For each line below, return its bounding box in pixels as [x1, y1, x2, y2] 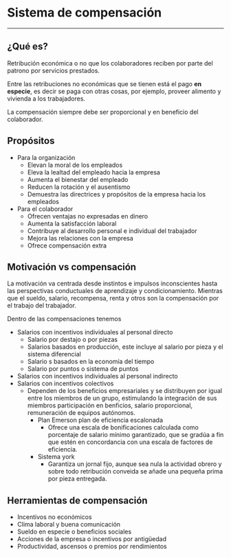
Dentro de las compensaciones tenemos [7, 315, 122, 323]
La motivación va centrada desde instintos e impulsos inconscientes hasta [7, 279, 218, 287]
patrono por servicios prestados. [7, 66, 100, 74]
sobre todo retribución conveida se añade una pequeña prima [47, 467, 223, 476]
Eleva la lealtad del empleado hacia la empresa [27, 168, 160, 176]
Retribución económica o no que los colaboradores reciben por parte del [7, 59, 213, 67]
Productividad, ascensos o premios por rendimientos [16, 543, 167, 551]
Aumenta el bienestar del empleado [27, 175, 129, 183]
